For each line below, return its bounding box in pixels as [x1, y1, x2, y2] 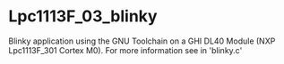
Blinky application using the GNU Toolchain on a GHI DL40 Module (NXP [8, 36, 276, 46]
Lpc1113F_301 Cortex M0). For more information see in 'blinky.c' [8, 44, 243, 55]
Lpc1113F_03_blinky [8, 6, 158, 27]
